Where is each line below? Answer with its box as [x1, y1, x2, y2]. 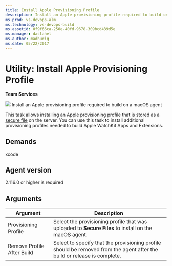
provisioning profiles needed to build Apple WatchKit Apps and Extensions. [5, 122, 164, 128]
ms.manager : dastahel [5, 31, 52, 36]
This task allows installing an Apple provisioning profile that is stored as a [5, 111, 160, 118]
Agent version [5, 165, 52, 175]
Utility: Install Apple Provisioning [5, 63, 148, 74]
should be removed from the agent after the [53, 246, 158, 253]
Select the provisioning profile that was [53, 218, 147, 225]
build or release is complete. [53, 252, 121, 259]
